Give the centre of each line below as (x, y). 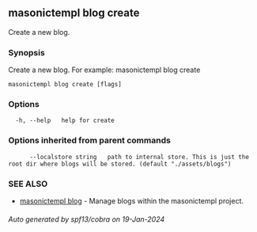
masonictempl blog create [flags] (65, 85)
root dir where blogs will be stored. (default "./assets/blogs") (120, 164)
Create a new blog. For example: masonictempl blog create (104, 70)
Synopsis (26, 52)
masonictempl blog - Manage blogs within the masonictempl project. (131, 201)
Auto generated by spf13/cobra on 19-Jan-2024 (87, 219)
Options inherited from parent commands (90, 140)
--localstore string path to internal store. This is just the (139, 157)
